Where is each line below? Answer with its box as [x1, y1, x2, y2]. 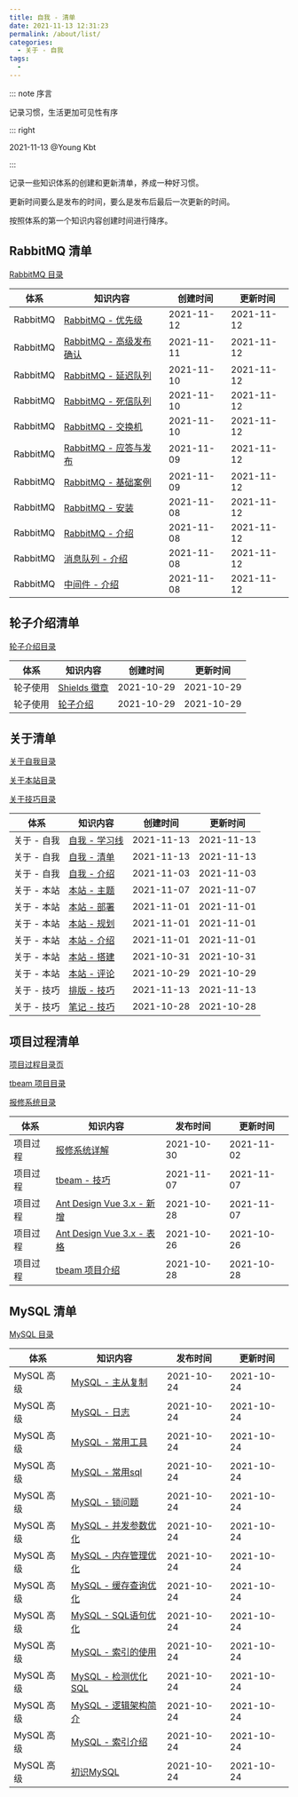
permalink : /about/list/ [9, 29, 101, 38]
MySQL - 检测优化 [70, 1670, 148, 1682]
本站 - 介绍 [67, 934, 115, 947]
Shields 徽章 [58, 681, 109, 694]
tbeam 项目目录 [9, 1078, 67, 1089]
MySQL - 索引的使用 [70, 1645, 157, 1658]
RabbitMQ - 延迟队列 [63, 370, 153, 382]
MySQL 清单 [9, 1303, 77, 1319]
